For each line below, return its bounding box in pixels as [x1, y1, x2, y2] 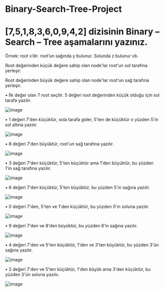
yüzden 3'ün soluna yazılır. [5, 272, 60, 278]
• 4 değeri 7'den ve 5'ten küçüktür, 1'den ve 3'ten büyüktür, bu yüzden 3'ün [5, 242, 159, 248]
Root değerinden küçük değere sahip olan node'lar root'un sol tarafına [5, 63, 148, 69]
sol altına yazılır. [5, 122, 38, 128]
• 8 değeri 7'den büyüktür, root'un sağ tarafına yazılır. [5, 141, 114, 147]
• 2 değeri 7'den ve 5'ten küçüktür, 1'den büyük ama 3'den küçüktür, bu [5, 266, 151, 272]
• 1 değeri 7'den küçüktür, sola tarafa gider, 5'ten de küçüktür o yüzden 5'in [5, 117, 159, 123]
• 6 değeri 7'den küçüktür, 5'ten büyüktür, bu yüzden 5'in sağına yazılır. [5, 184, 150, 191]
